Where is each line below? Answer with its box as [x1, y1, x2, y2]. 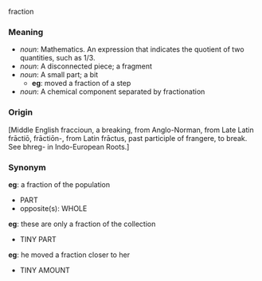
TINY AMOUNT [19, 265, 70, 275]
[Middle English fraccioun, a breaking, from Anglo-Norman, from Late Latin [8, 125, 255, 135]
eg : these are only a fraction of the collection [8, 219, 156, 228]
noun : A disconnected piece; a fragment [19, 61, 153, 71]
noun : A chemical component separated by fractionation [19, 87, 205, 96]
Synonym [8, 162, 46, 173]
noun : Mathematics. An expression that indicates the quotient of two [19, 45, 244, 54]
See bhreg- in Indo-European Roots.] [8, 142, 130, 151]
